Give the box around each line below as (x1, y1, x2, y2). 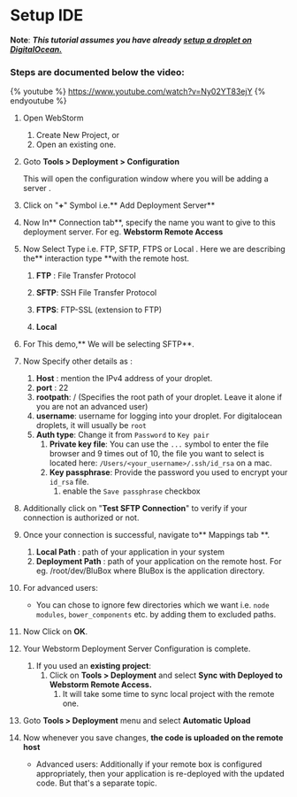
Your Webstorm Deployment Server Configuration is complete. (22, 643, 251, 655)
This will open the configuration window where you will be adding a (22, 173, 269, 184)
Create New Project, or (35, 130, 120, 141)
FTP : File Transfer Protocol (35, 271, 136, 281)
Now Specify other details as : (22, 356, 133, 367)
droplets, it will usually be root (35, 420, 147, 431)
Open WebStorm (22, 112, 84, 124)
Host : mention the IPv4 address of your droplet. (35, 373, 213, 384)
